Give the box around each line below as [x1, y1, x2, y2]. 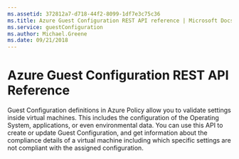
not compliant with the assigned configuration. [7, 143, 144, 153]
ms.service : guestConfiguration [7, 23, 103, 31]
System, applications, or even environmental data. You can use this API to [7, 121, 223, 130]
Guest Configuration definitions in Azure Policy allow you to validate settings [7, 106, 231, 114]
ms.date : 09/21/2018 [7, 37, 69, 44]
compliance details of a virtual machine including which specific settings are [7, 136, 231, 145]
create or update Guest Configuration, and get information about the [7, 128, 208, 137]
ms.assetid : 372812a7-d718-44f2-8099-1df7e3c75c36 [7, 10, 161, 18]
